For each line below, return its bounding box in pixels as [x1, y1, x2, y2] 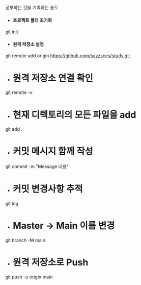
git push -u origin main [5, 274, 53, 280]
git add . [5, 126, 23, 132]
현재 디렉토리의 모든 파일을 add [12, 109, 136, 121]
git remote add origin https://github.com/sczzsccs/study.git [5, 53, 130, 59]
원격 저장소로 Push [12, 257, 89, 268]
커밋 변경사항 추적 [12, 183, 83, 195]
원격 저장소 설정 [12, 41, 44, 47]
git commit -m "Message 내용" [5, 163, 69, 170]
